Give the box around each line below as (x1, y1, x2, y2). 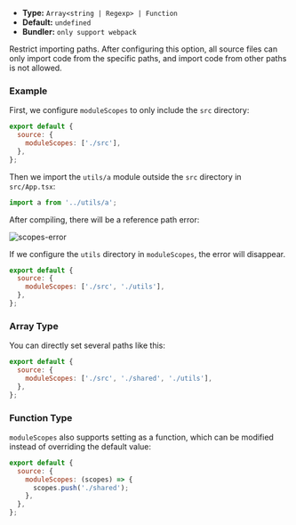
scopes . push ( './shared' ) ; (32, 483, 129, 492)
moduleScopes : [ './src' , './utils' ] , (25, 282, 165, 292)
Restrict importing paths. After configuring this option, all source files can (9, 44, 278, 54)
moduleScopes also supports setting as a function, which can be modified (9, 432, 274, 442)
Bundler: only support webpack (21, 27, 137, 36)
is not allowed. (9, 62, 62, 73)
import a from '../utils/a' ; (9, 198, 117, 207)
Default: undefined (21, 17, 92, 28)
